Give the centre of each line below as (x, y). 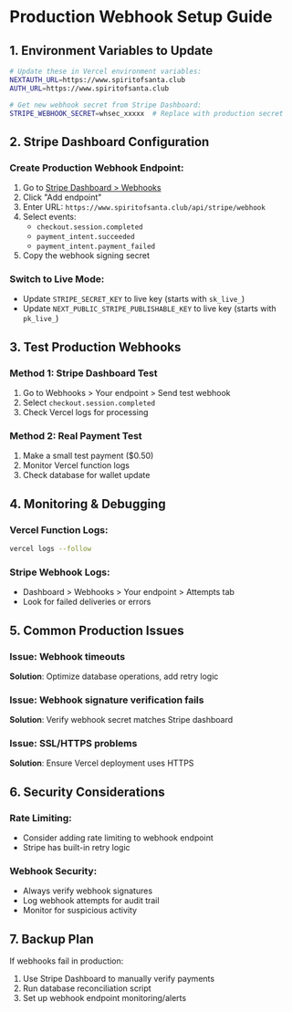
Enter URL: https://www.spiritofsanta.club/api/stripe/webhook (144, 207)
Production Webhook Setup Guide (141, 17)
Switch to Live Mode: (57, 278)
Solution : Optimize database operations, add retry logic (114, 676)
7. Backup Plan (52, 939)
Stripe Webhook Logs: (60, 572)
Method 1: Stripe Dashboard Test (83, 373)
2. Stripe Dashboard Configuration (109, 142)
